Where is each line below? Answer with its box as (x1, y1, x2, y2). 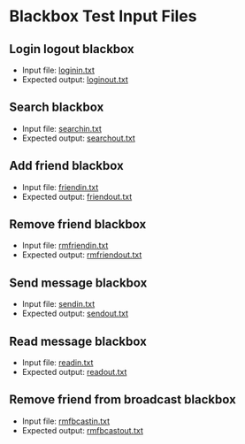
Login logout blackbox (9, 42, 134, 57)
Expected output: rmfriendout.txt (21, 249, 142, 260)
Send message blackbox (9, 275, 148, 290)
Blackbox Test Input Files (9, 6, 197, 27)
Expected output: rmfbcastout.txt (21, 425, 144, 435)
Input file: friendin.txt (21, 181, 99, 192)
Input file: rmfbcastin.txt (21, 416, 111, 426)
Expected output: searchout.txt (21, 133, 135, 143)
